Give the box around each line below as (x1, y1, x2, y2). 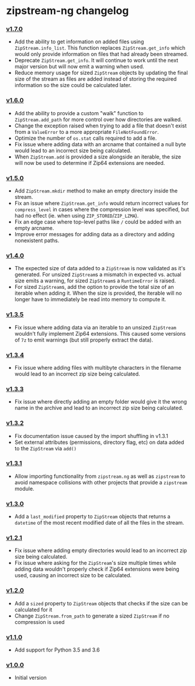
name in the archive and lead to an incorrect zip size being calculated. (14, 405, 184, 412)
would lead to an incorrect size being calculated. (14, 147, 132, 154)
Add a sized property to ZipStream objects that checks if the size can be (14, 599, 188, 606)
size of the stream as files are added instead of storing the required (14, 75, 177, 82)
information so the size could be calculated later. (14, 82, 132, 89)
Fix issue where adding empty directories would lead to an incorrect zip (14, 547, 187, 554)
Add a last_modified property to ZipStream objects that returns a (14, 513, 170, 520)
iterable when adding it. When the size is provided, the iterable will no (14, 289, 182, 297)
